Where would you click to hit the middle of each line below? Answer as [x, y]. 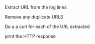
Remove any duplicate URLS [34, 17]
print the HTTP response [30, 36]
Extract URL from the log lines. [36, 7]
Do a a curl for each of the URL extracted [47, 26]
